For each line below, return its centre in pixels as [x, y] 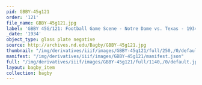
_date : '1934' [24, 34]
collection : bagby [29, 73]
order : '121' [23, 17]
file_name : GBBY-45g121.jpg [41, 23]
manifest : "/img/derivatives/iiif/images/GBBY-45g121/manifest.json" [95, 56]
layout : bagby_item [31, 67]
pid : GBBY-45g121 [28, 12]
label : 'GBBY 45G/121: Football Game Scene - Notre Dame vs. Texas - [95, 28]
